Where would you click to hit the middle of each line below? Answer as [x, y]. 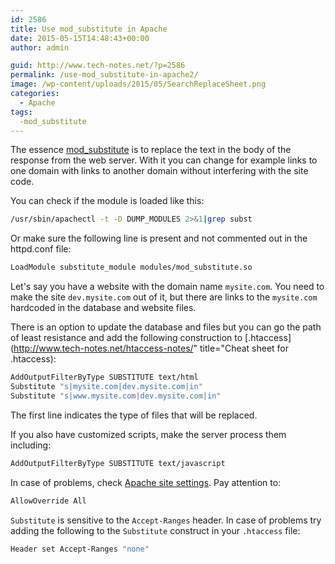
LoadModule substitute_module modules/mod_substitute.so [131, 267]
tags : [21, 112]
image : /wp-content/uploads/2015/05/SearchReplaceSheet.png [138, 84]
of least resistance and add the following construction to [126, 338]
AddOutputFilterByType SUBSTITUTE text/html [104, 377]
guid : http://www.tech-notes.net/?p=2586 [98, 66]
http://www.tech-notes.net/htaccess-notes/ [103, 348]
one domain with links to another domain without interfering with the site [159, 171]
